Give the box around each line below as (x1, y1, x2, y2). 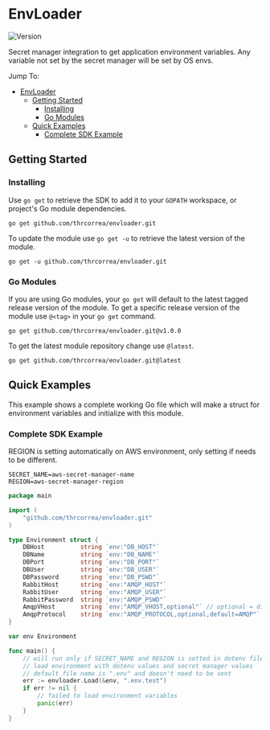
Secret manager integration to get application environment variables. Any (8, 47, 251, 56)
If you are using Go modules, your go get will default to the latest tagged (8, 294, 248, 304)
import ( (8, 506, 38, 515)
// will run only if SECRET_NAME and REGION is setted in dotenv (22, 654, 247, 662)
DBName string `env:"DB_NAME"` (22, 551, 160, 559)
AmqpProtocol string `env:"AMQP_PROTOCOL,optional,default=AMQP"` (22, 610, 261, 619)
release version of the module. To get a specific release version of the (8, 302, 240, 312)
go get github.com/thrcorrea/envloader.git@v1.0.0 (8, 326, 182, 334)
